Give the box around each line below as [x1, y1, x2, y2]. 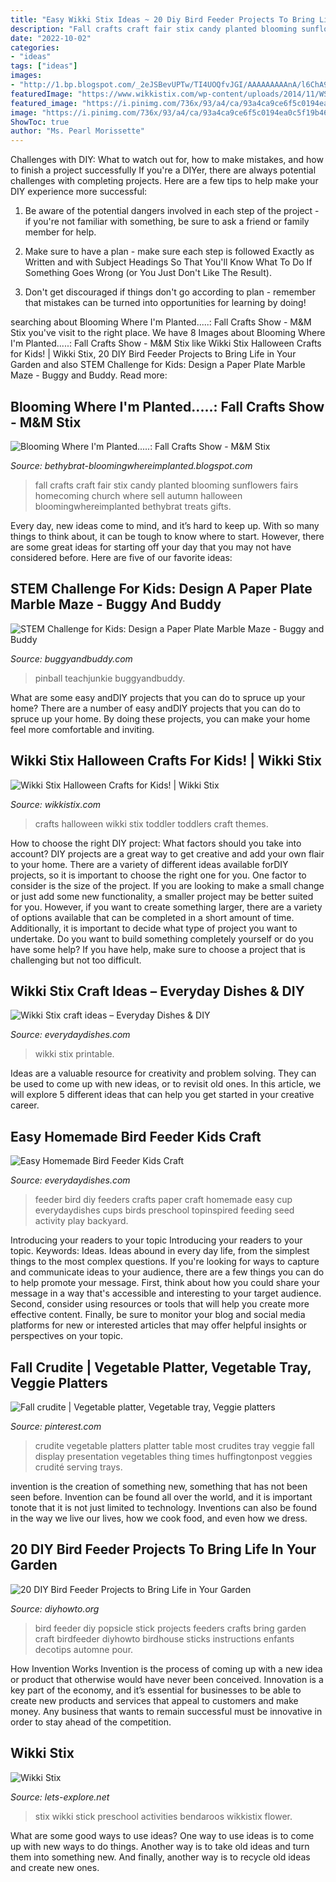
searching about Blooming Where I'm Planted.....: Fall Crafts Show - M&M [10, 316, 312, 328]
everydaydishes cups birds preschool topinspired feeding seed [34, 1204, 295, 1216]
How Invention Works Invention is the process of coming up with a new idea [10, 1662, 323, 1675]
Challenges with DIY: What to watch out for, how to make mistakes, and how [10, 154, 324, 166]
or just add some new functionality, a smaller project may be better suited [10, 890, 314, 902]
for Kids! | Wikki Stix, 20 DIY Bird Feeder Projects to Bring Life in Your [10, 348, 297, 360]
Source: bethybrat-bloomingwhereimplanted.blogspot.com [10, 459, 253, 471]
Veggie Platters [10, 1374, 108, 1391]
